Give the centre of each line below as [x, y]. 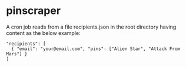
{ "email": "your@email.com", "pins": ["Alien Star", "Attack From [96, 49]
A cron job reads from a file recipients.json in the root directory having [91, 27]
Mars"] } [17, 54]
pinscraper [33, 11]
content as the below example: [43, 33]
